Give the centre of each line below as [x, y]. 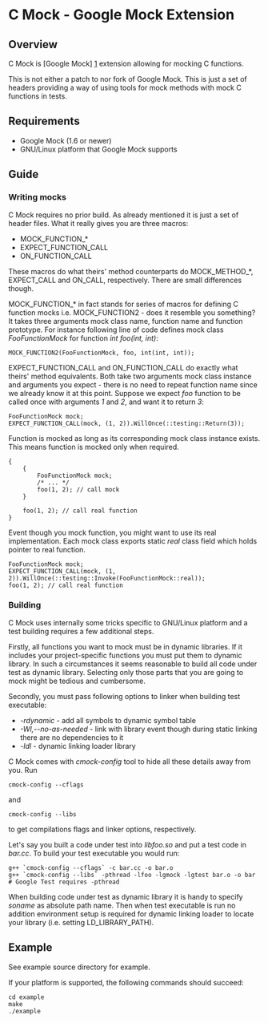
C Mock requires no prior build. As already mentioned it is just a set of [124, 215]
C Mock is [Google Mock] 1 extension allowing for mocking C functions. [126, 63]
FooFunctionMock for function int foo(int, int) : [83, 338]
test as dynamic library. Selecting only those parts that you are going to [126, 672]
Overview [33, 44]
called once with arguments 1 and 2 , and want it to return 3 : [106, 402]
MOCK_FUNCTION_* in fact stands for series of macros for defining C [123, 304]
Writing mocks [37, 197]
